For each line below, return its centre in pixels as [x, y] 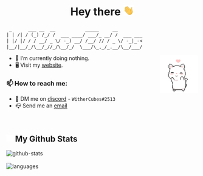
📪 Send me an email [41, 106]
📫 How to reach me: [37, 84]
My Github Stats [46, 139]
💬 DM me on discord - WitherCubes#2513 [65, 99]
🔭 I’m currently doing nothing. [52, 58]
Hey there [95, 12]
